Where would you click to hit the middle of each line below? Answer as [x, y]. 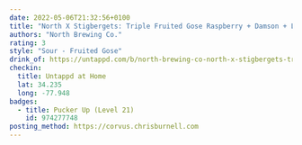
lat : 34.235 [40, 85]
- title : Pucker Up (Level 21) [76, 110]
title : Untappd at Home [62, 77]
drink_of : [28, 59]
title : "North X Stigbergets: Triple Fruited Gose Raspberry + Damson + [148, 26]
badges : [24, 101]
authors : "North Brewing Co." [66, 34]
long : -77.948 [44, 93]
